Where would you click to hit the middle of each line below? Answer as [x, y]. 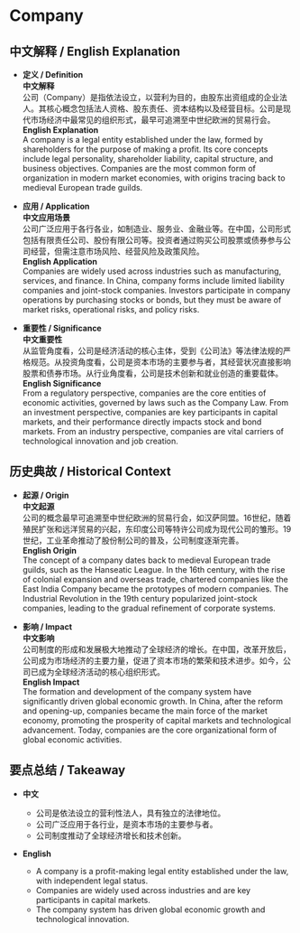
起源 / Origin [45, 495]
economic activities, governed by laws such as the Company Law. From [155, 402]
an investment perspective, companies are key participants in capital [150, 412]
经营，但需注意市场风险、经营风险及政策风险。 [117, 251]
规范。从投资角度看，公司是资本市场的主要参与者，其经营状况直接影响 [160, 362]
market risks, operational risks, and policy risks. [111, 309]
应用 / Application [56, 206]
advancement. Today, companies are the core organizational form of [150, 730]
